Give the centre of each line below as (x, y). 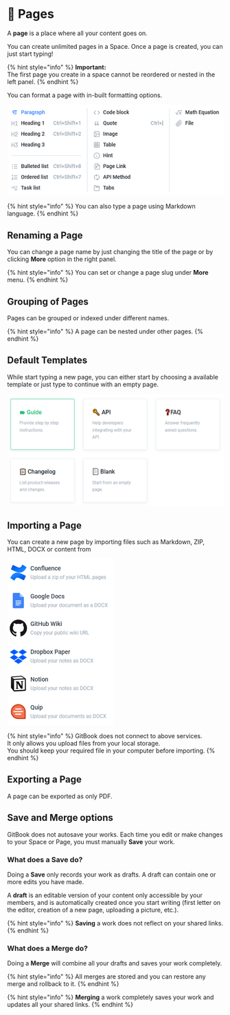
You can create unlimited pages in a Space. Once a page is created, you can (115, 46)
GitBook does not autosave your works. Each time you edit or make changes (115, 834)
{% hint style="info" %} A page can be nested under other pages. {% (105, 331)
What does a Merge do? (47, 948)
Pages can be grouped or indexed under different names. (88, 318)
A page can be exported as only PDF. (60, 796)
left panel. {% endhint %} (43, 81)
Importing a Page (45, 525)
